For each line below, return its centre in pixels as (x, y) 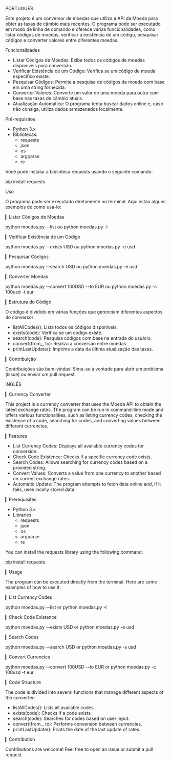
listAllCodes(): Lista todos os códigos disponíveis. (65, 327)
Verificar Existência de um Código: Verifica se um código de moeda (84, 71)
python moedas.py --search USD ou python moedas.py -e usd (71, 267)
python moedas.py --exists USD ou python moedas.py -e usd (70, 247)
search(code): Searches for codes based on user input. (71, 718)
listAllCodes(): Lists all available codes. (54, 708)
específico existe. (31, 76)
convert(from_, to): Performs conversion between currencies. (77, 724)
